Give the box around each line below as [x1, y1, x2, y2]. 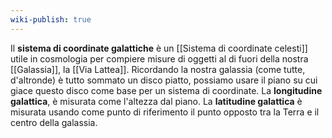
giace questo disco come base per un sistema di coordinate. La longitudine [10, 84, 323, 96]
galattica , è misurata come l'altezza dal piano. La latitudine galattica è [10, 95, 303, 107]
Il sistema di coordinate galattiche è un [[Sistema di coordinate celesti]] [10, 42, 308, 54]
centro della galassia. [10, 116, 98, 128]
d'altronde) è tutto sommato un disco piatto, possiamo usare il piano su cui [10, 74, 318, 86]
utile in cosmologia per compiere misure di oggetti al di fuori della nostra [10, 52, 309, 65]
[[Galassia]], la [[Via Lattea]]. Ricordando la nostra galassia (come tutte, [10, 63, 306, 75]
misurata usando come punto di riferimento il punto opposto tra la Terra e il [10, 106, 320, 118]
